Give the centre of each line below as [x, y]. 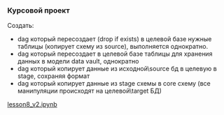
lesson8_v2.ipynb [32, 105]
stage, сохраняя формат [54, 76]
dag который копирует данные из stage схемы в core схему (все [114, 84]
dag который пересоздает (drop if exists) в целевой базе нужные [114, 39]
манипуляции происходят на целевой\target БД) [90, 91]
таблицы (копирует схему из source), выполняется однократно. [113, 47]
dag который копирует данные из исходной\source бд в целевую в [117, 69]
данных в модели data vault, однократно [78, 61]
